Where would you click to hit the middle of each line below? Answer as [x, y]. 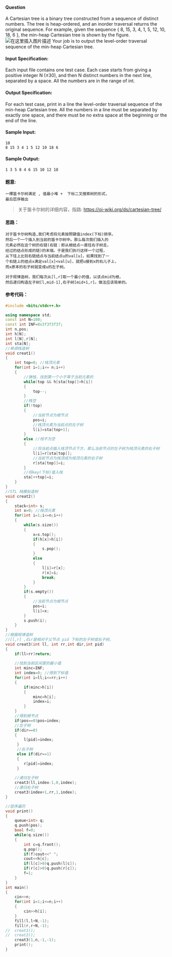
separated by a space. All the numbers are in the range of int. [70, 81]
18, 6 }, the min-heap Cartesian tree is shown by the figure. [68, 35]
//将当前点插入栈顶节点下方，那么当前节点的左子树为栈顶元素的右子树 [96, 449]
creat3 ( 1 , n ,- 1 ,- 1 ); [35, 940]
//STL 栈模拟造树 [22, 491]
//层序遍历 [15, 806]
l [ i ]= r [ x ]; [54, 568]
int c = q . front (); [42, 845]
